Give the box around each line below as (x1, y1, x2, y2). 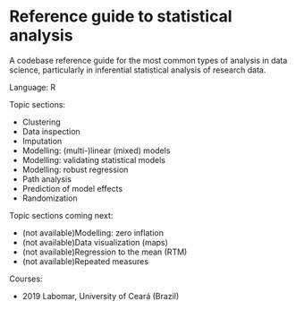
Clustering (21, 116, 61, 127)
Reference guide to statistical (9, 6, 233, 27)
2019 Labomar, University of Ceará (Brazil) (21, 290, 180, 301)
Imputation (21, 135, 63, 146)
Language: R (9, 82, 56, 92)
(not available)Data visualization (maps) (21, 237, 168, 247)
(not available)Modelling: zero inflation (21, 227, 164, 238)
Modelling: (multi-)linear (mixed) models (21, 145, 171, 156)
